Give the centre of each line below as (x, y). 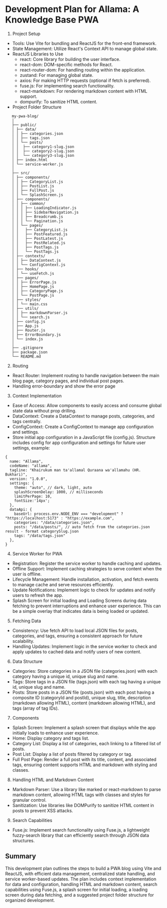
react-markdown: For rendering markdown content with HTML (83, 91)
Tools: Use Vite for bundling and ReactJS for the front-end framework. (84, 43)
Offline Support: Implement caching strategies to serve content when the (87, 568)
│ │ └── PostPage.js (33, 295)
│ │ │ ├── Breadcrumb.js (38, 217)
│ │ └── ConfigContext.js (39, 265)
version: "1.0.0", (29, 479)
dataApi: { (21, 509)
